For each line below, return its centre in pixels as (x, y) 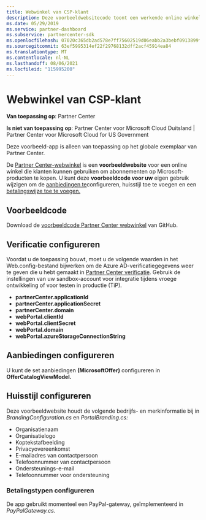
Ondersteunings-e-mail (45, 468)
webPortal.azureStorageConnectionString (70, 336)
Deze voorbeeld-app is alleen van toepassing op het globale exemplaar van (102, 147)
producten (19, 178)
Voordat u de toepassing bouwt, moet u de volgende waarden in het (92, 259)
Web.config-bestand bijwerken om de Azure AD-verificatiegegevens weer (100, 266)
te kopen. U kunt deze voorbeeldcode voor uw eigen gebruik (111, 178)
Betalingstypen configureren (50, 491)
